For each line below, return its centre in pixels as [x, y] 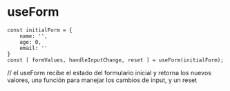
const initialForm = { [40, 30]
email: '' [34, 48]
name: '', [34, 36]
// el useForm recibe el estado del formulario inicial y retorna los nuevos [109, 73]
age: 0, [30, 42]
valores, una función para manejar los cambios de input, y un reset [102, 80]
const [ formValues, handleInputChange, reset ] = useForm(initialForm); [116, 60]
